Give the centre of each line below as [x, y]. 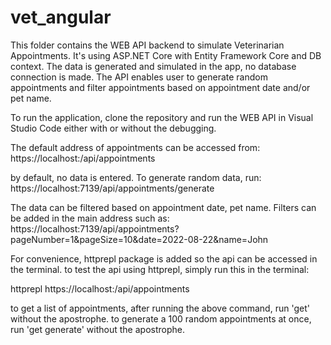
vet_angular [61, 17]
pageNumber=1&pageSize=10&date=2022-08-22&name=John [139, 239]
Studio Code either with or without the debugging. [113, 128]
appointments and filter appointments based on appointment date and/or [160, 87]
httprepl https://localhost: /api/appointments [100, 288]
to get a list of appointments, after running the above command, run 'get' [160, 308]
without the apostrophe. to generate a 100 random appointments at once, [161, 318]
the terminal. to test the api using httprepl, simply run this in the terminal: [160, 269]
